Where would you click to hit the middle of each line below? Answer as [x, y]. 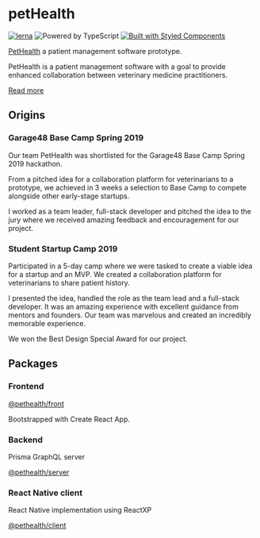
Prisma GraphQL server [47, 456]
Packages [33, 364]
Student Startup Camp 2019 [63, 248]
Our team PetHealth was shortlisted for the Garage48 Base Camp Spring [127, 155]
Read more [26, 90]
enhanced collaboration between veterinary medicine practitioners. [118, 75]
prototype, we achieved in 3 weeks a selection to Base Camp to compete [128, 187]
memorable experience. [47, 323]
